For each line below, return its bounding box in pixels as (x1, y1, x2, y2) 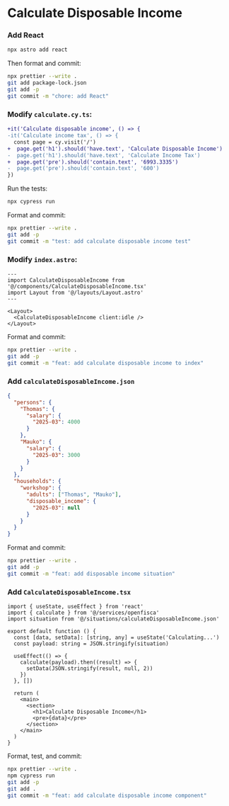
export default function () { (7, 628, 97, 635)
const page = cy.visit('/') (13, 138, 97, 146)
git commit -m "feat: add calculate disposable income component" (7, 792, 207, 799)
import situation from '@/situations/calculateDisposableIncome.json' (7, 615, 220, 623)
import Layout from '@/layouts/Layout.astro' (7, 289, 143, 296)
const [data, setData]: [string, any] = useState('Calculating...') (13, 634, 220, 642)
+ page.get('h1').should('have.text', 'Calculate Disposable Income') (7, 145, 223, 152)
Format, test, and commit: (7, 752, 83, 761)
